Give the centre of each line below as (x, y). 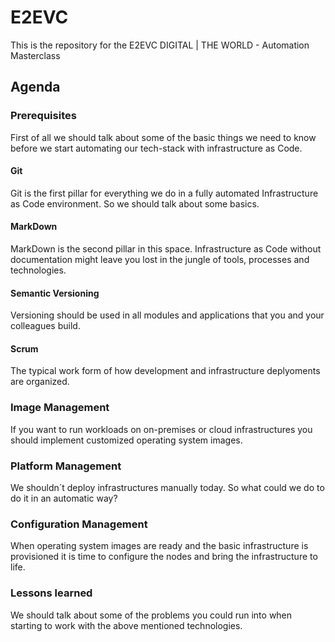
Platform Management (66, 466)
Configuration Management (79, 524)
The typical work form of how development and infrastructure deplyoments (165, 371)
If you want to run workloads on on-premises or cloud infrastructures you (161, 429)
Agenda (35, 87)
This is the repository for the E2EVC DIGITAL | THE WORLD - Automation (160, 45)
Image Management (60, 408)
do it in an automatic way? (64, 498)
